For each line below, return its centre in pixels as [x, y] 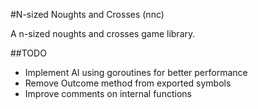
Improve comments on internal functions [108, 93]
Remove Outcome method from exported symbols [128, 83]
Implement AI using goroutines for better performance [136, 72]
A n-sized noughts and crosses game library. [103, 33]
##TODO [28, 53]
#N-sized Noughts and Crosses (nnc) [87, 14]
